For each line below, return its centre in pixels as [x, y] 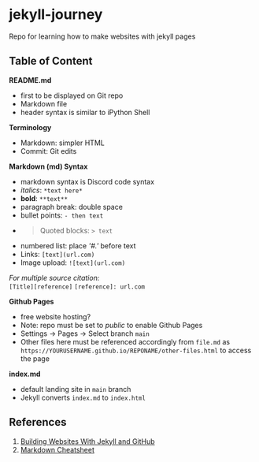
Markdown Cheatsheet [57, 449]
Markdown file [44, 103]
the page [35, 358]
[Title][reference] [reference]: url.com [77, 287]
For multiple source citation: [54, 278]
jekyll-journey [56, 15]
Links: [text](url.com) [57, 254]
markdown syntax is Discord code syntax [87, 181]
